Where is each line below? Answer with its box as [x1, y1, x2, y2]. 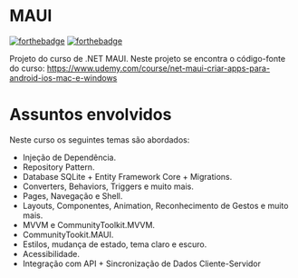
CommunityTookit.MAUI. [22, 229, 114, 240]
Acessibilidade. [22, 248, 80, 259]
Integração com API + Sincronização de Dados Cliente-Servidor [22, 258, 261, 269]
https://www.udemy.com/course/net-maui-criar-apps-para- [46, 63, 270, 74]
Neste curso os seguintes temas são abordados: [9, 134, 190, 145]
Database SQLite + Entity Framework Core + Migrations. [22, 171, 233, 182]
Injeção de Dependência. [22, 152, 116, 163]
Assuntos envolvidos [9, 104, 172, 125]
